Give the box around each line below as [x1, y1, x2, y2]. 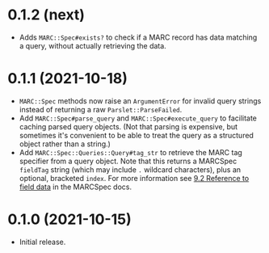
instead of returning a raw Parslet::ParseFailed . [19, 104, 183, 114]
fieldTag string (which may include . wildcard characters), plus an [19, 164, 242, 175]
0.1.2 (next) [7, 6, 86, 24]
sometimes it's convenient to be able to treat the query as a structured [19, 130, 254, 140]
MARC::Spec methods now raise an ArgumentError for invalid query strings [19, 95, 262, 106]
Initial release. [19, 237, 66, 247]
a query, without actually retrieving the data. [19, 40, 166, 50]
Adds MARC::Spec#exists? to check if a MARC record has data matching [19, 32, 258, 42]
